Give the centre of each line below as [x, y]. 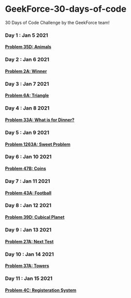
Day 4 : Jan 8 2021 [27, 108]
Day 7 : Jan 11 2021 [28, 181]
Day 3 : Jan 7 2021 [27, 84]
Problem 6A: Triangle [27, 95]
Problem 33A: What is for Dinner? [40, 120]
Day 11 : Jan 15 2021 [29, 278]
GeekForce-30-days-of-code [66, 9]
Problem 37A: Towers [27, 266]
